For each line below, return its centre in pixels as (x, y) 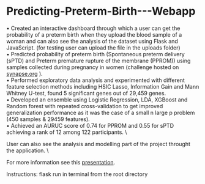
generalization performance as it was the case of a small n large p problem (101, 112)
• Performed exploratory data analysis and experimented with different (96, 80)
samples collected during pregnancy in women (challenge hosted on (93, 67)
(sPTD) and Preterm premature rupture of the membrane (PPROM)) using (99, 61)
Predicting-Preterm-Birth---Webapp (101, 11)
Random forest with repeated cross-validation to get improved (85, 106)
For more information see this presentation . (61, 162)
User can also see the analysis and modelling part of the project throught (99, 144)
